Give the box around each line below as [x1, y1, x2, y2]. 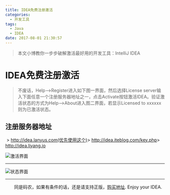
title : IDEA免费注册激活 [5, 7, 53, 13]
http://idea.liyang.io [5, 142, 46, 149]
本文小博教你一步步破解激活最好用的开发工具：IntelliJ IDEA [17, 50, 141, 56]
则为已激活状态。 [17, 106, 54, 112]
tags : [5, 21, 17, 27]
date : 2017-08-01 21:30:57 [5, 36, 62, 41]
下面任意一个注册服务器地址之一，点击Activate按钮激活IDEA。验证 [22, 93, 160, 100]
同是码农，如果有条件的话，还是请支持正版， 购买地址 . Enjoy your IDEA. [14, 184, 162, 190]
